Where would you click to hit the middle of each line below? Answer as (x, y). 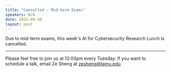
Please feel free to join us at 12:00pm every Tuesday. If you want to (76, 58)
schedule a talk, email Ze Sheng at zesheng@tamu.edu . (64, 64)
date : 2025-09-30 (24, 19)
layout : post (19, 24)
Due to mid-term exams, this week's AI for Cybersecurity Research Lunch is (85, 39)
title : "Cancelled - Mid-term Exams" (45, 10)
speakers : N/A (20, 15)
